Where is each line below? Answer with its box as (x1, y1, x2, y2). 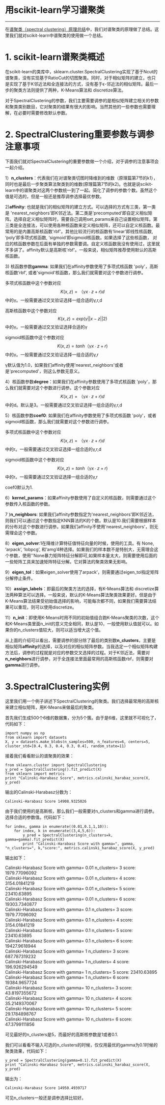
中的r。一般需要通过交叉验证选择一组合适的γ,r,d (5, 446, 102, 452)
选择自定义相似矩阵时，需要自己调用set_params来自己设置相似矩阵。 (13, 216, 154, 222)
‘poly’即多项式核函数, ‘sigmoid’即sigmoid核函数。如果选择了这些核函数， (5, 234, 152, 240)
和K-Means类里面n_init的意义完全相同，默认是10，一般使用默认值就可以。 (5, 620, 155, 627)
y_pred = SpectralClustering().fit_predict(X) (5, 767, 102, 772)
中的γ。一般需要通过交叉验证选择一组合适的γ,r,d (5, 297, 102, 303)
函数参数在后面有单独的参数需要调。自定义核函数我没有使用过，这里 (18, 240, 156, 246)
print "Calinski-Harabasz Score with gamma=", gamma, (23, 841, 135, 846)
